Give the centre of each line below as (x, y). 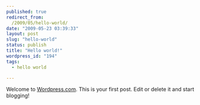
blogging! (18, 95)
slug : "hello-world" (32, 39)
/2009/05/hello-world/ (40, 23)
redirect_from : (25, 17)
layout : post (22, 34)
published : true (26, 12)
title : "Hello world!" (34, 51)
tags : (13, 61)
